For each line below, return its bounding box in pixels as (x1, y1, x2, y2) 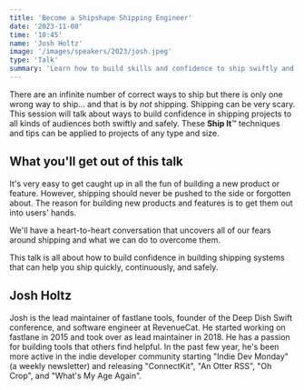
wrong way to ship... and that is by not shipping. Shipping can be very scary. (9, 98, 296, 109)
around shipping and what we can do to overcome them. (9, 234, 221, 245)
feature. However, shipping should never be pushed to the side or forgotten (9, 187, 291, 198)
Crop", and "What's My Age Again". (9, 370, 142, 381)
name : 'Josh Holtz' (9, 38, 83, 48)
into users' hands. (9, 206, 77, 218)
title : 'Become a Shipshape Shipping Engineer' (9, 13, 193, 23)
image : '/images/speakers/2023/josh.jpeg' (9, 47, 172, 56)
